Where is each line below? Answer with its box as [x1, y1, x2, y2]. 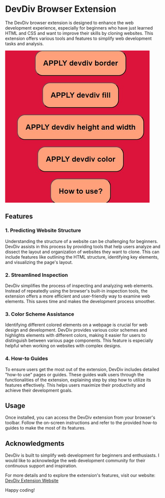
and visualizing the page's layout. [5, 259, 73, 265]
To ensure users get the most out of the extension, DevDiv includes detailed [5, 366, 159, 372]
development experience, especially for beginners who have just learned [5, 25, 153, 31]
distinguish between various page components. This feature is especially [5, 337, 154, 343]
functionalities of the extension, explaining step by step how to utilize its [5, 377, 151, 383]
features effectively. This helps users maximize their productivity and [5, 382, 145, 388]
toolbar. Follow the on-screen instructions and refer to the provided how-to [5, 420, 158, 426]
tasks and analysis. [5, 40, 44, 46]
